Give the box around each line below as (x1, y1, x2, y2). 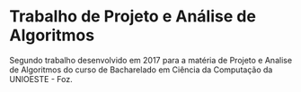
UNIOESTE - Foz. (9, 73, 74, 84)
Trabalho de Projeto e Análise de (9, 6, 256, 27)
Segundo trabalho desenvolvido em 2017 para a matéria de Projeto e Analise (9, 54, 293, 65)
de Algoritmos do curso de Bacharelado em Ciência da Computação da (9, 64, 273, 75)
